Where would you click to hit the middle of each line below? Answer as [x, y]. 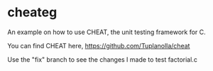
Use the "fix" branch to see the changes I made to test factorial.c [102, 59]
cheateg [32, 12]
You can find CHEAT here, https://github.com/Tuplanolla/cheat [99, 45]
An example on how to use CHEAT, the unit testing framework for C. [106, 32]
